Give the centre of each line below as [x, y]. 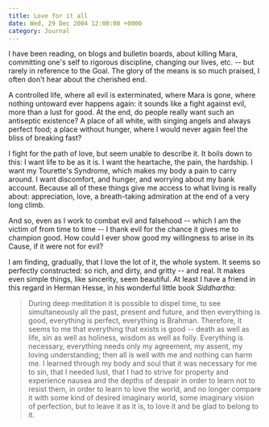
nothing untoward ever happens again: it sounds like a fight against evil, [128, 104]
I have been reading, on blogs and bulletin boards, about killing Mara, [123, 54]
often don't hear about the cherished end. [78, 80]
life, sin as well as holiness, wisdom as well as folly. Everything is [136, 338]
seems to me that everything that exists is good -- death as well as [139, 329]
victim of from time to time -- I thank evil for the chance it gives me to [124, 229]
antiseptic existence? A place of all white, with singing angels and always [130, 121]
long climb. [27, 205]
